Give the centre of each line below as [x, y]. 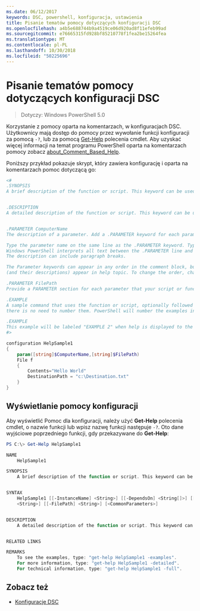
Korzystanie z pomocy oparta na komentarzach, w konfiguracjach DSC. [94, 126]
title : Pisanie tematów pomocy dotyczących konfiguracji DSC [84, 23]
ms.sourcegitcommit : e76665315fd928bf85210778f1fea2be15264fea [86, 34]
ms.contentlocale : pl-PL [37, 45]
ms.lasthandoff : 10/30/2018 [41, 51]
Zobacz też [27, 587]
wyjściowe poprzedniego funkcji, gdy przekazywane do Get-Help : [87, 433]
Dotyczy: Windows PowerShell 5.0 [63, 114]
